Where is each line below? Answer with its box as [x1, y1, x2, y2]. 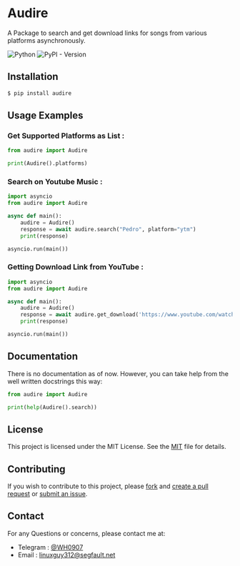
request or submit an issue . [7, 490, 88, 498]
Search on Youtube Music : [7, 176, 103, 186]
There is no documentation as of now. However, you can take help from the [7, 369, 229, 378]
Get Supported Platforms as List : [7, 131, 125, 141]
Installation [7, 71, 59, 83]
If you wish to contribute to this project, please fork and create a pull [7, 482, 209, 490]
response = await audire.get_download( [20, 311, 139, 318]
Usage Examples [7, 109, 84, 122]
